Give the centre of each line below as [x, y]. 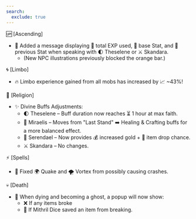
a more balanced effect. [52, 130]
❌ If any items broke [48, 203]
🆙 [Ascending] [24, 33]
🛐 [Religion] [20, 95]
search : [16, 11]
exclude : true [28, 17]
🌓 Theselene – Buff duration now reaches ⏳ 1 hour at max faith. [100, 113]
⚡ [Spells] [18, 157]
